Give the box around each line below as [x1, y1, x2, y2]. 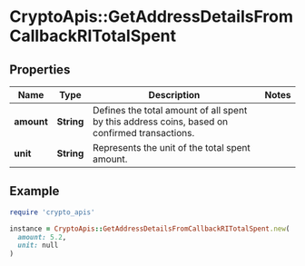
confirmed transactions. [92, 127, 195, 139]
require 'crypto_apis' [9, 207, 95, 217]
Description [148, 89, 201, 101]
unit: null [17, 241, 59, 251]
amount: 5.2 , [17, 232, 67, 241]
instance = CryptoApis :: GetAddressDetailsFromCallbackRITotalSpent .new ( [9, 224, 290, 233]
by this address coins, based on [92, 115, 229, 128]
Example [9, 183, 60, 199]
